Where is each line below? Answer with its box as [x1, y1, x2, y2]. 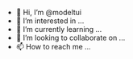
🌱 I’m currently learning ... [15, 25, 102, 33]
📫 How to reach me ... [15, 42, 91, 51]
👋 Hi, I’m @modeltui [15, 8, 82, 17]
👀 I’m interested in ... [15, 16, 85, 26]
